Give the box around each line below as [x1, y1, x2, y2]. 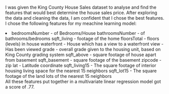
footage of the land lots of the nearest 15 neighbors [5, 73, 112, 79]
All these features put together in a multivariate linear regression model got [5, 78, 161, 84]
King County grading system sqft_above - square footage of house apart [5, 52, 156, 58]
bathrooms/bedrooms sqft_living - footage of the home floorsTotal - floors [5, 35, 159, 41]
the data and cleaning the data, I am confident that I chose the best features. [5, 15, 164, 21]
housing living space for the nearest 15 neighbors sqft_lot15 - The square [5, 68, 157, 74]
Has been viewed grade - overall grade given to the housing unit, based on [5, 46, 161, 52]
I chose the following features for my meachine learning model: [5, 20, 137, 26]
